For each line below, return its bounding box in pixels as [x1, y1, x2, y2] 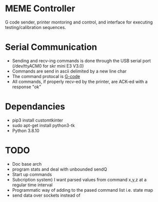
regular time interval [12, 182, 53, 188]
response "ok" [12, 84, 41, 90]
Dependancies [5, 101, 65, 112]
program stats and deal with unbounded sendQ [12, 166, 107, 172]
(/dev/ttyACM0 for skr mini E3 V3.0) [12, 63, 84, 69]
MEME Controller [5, 3, 76, 14]
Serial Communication [5, 42, 98, 53]
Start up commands [12, 171, 52, 177]
